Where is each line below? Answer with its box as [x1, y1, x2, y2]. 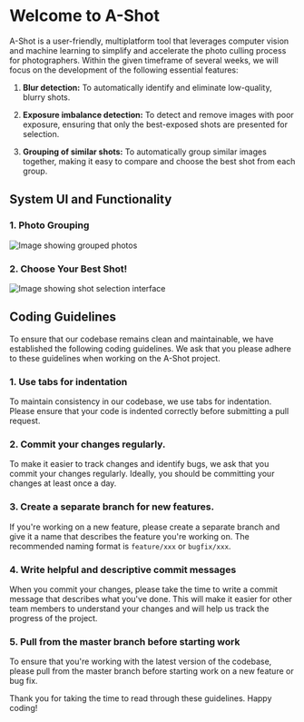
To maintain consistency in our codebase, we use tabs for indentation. [9, 396, 272, 407]
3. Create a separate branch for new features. [9, 500, 215, 513]
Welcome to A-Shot [9, 5, 161, 26]
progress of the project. [9, 612, 98, 623]
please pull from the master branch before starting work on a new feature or [9, 666, 294, 677]
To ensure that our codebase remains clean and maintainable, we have [9, 333, 274, 344]
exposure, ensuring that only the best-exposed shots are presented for [22, 119, 289, 130]
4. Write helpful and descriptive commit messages [9, 563, 237, 576]
